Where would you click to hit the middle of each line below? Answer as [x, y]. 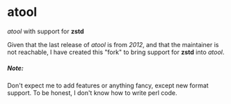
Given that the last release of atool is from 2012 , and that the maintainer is [113, 44]
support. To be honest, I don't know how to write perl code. [92, 93]
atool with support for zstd [46, 31]
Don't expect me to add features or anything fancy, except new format [108, 85]
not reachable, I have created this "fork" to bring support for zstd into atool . [116, 52]
